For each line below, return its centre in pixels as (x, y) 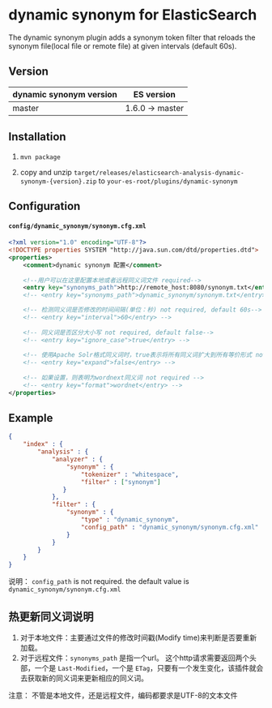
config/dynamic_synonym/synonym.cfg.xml (78, 226)
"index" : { (43, 444)
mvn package (40, 157)
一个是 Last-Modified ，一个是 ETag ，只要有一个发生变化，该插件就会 (149, 668)
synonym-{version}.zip (58, 181)
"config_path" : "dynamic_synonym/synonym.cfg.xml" (170, 527)
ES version (154, 94)
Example (31, 418)
